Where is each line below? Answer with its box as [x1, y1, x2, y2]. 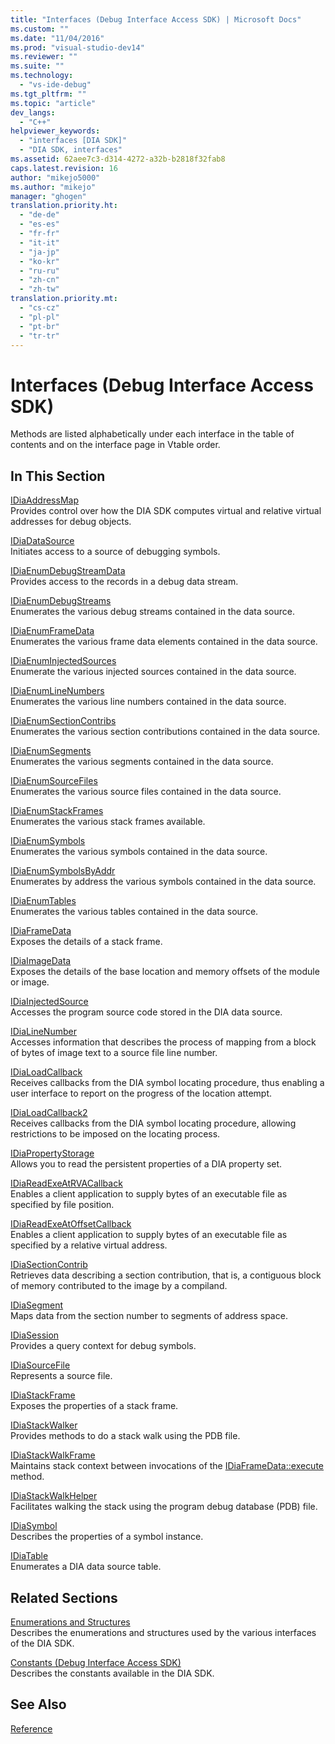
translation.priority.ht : [10, 201, 118, 211]
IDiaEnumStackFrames [10, 805, 104, 817]
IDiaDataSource [10, 535, 75, 547]
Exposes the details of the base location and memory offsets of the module [10, 966, 320, 978]
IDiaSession [10, 1329, 60, 1341]
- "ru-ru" [19, 266, 60, 276]
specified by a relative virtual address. [10, 1239, 168, 1251]
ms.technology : [10, 71, 74, 81]
